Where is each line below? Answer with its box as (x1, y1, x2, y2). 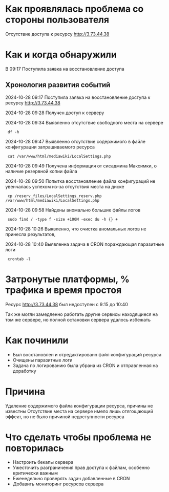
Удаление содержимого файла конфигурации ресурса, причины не (5, 402, 153, 409)
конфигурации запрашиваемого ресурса (5, 144, 95, 150)
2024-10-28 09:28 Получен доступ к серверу (5, 110, 104, 116)
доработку (12, 368, 37, 374)
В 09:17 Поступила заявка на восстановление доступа (5, 66, 124, 72)
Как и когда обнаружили (5, 49, 117, 60)
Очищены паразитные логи (12, 357, 73, 363)
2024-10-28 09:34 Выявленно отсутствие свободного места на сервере (5, 119, 164, 125)
